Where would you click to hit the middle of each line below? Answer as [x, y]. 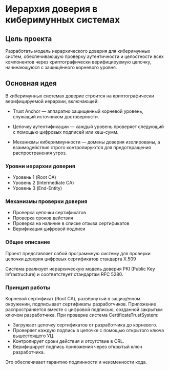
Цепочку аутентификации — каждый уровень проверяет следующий [88, 127]
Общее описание [28, 242]
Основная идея [31, 83]
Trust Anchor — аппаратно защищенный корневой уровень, [78, 111]
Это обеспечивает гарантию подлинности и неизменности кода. [76, 362]
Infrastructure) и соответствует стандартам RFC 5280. [64, 274]
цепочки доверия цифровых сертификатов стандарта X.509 [71, 259]
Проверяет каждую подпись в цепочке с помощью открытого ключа [88, 330]
